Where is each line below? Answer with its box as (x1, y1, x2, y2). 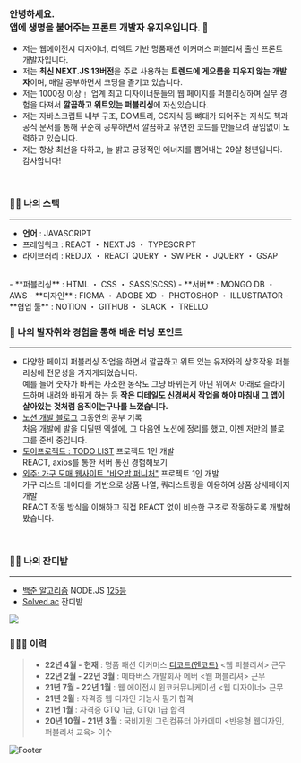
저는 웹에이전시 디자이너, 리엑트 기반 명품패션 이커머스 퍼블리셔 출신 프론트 (21, 43, 284, 55)
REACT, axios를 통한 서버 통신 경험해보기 (21, 457, 168, 467)
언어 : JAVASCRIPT (21, 227, 92, 238)
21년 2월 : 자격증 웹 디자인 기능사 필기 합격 (44, 693, 194, 704)
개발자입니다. (21, 55, 69, 65)
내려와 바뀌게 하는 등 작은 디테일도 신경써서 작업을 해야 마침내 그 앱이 (46, 390, 285, 400)
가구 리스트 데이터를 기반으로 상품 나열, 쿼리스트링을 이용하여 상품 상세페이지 (21, 479, 291, 490)
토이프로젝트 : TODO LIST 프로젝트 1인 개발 (21, 445, 175, 456)
